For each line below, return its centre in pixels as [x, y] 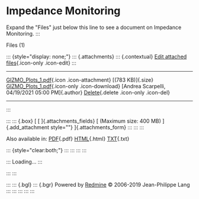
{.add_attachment [28, 127]
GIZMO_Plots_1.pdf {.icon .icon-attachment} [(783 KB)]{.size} [80, 80]
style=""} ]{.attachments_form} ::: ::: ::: [97, 127]
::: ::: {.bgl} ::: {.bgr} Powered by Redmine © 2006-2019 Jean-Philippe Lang [98, 184]
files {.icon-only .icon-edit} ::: [41, 63]
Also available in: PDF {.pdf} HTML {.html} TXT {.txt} [68, 139]
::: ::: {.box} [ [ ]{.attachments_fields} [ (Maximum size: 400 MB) [84, 121]
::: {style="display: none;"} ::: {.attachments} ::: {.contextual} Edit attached [97, 56]
